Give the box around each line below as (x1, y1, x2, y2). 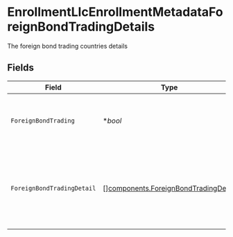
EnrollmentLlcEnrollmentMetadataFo (7, 4, 223, 20)
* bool (103, 116, 122, 125)
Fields (7, 62, 35, 73)
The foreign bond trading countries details (7, 42, 128, 50)
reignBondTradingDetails (7, 19, 155, 35)
